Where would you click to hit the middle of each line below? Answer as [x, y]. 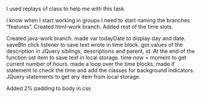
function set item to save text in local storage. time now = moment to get [96, 57]
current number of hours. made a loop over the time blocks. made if [91, 64]
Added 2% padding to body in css [49, 88]
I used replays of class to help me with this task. [66, 9]
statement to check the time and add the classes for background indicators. [101, 70]
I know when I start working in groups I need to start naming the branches [98, 20]
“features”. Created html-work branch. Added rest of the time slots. [90, 27]
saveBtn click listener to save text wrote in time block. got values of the [95, 45]
